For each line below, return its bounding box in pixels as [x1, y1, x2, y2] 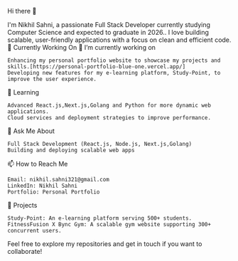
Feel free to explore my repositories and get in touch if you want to [7, 240, 202, 248]
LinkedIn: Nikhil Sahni [7, 182, 78, 189]
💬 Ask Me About [7, 127, 55, 135]
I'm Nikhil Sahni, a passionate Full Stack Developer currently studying [7, 21, 211, 28]
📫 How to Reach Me [7, 160, 68, 168]
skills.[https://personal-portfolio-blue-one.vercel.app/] [7, 63, 186, 70]
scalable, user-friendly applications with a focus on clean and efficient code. [7, 36, 232, 44]
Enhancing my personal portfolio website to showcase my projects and [7, 57, 221, 64]
